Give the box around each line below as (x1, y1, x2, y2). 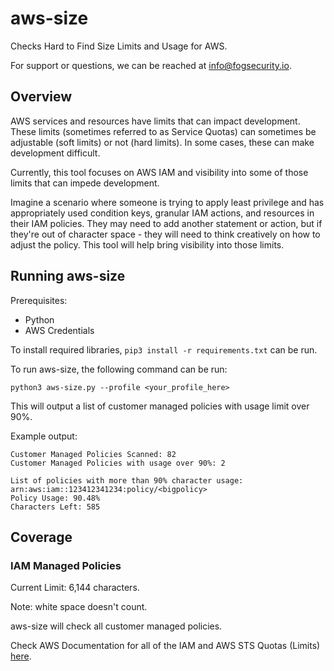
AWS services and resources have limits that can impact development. (10, 115, 301, 127)
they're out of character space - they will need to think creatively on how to (10, 228, 321, 240)
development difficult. (10, 147, 101, 159)
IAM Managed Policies (10, 558, 122, 572)
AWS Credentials (24, 324, 95, 336)
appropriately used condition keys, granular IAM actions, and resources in (10, 207, 315, 219)
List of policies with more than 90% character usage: (10, 475, 244, 486)
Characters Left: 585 (10, 502, 101, 512)
